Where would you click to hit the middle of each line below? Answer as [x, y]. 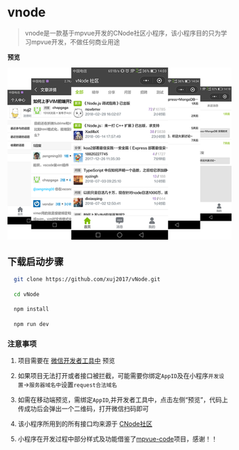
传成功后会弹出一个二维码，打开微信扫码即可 [83, 409]
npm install [32, 309]
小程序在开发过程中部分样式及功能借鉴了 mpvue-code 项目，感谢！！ [118, 439]
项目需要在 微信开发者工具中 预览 [66, 361]
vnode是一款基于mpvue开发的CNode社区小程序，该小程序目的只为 [123, 33]
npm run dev [32, 325]
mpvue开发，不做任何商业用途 [75, 42]
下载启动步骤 [36, 262]
